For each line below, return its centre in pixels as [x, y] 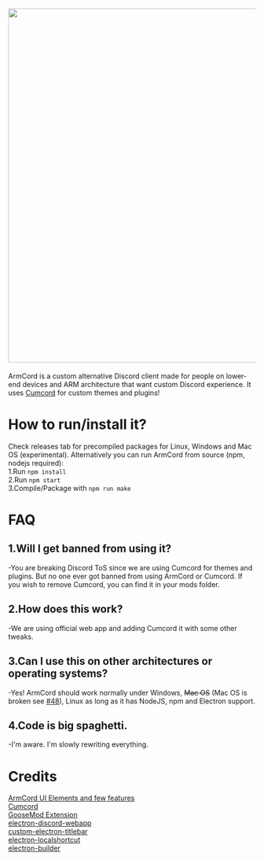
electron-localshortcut [44, 840]
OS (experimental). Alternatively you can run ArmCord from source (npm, [126, 454]
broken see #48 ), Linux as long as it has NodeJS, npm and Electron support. [132, 701]
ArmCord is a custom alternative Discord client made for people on [116, 376]
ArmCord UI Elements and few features [71, 798]
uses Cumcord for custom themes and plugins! [84, 393]
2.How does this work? [66, 609]
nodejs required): [36, 463]
